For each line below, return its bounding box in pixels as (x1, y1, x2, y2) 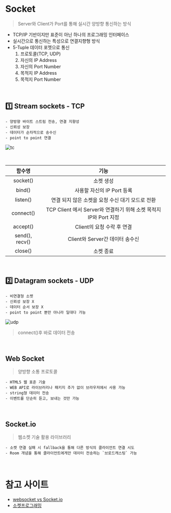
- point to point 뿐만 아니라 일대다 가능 (5, 310, 86, 315)
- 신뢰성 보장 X (5, 299, 35, 304)
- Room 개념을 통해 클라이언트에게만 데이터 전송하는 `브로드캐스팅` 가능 (5, 451, 137, 456)
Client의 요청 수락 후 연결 (75, 223, 132, 230)
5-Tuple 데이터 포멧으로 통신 (12, 44, 70, 50)
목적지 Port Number (20, 76, 61, 82)
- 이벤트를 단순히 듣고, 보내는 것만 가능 (5, 396, 80, 402)
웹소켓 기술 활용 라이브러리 (17, 434, 71, 440)
